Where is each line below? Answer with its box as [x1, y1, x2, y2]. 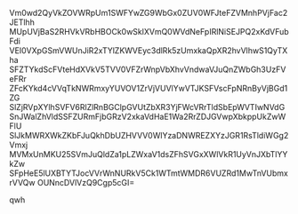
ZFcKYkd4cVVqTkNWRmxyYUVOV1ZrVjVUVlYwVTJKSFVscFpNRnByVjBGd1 [9, 83, 288, 93]
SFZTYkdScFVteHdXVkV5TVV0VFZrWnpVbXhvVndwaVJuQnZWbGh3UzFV [9, 64, 286, 75]
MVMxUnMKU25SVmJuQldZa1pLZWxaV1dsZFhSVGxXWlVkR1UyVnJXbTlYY [9, 149, 288, 159]
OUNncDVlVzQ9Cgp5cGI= [36, 178, 135, 187]
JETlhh [9, 17, 36, 28]
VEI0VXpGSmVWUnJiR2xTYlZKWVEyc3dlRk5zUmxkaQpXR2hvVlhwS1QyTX [9, 45, 288, 56]
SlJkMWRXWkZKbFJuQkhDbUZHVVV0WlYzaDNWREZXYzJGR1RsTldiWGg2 [9, 131, 289, 140]
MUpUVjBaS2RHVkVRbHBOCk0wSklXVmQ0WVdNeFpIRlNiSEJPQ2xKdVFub [9, 27, 289, 36]
